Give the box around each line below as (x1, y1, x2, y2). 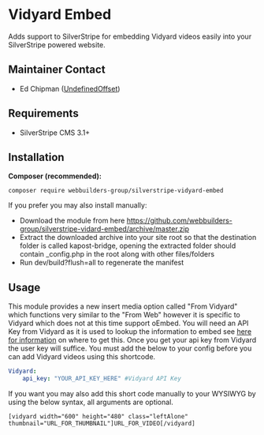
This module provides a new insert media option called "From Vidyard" (8, 302, 238, 311)
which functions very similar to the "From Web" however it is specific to (8, 310, 240, 320)
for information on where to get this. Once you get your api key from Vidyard (8, 336, 257, 345)
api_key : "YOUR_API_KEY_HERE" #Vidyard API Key (22, 375, 181, 383)
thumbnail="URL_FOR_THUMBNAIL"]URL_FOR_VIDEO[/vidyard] (8, 419, 195, 427)
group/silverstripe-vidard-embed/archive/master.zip (19, 224, 190, 234)
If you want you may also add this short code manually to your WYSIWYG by (8, 388, 256, 398)
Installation (8, 150, 65, 163)
